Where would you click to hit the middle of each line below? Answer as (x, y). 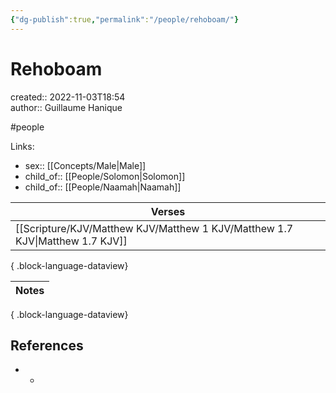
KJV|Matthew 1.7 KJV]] (71, 241)
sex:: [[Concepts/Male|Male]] (85, 165)
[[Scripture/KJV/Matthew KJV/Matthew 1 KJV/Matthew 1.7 (154, 228)
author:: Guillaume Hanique (66, 107)
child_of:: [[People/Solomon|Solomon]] (105, 176)
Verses (168, 211)
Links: (22, 146)
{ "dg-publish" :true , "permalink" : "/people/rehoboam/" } (125, 19)
